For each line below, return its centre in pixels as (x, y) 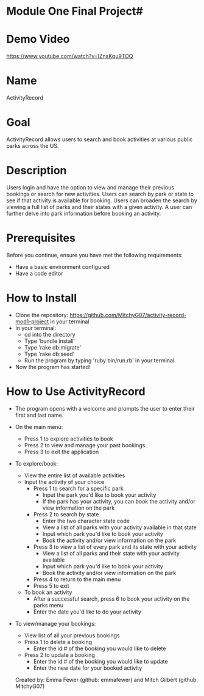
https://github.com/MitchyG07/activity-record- (128, 315)
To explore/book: (37, 463)
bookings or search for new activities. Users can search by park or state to (100, 194)
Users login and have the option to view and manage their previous (90, 187)
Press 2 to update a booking (60, 654)
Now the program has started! (53, 367)
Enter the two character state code (86, 521)
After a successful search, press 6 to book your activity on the (111, 599)
